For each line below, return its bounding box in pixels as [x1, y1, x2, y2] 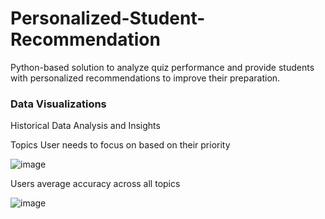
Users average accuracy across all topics [10, 178, 181, 190]
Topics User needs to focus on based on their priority [10, 139, 231, 151]
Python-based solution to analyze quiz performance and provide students [10, 61, 315, 73]
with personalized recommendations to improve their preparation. [10, 72, 281, 84]
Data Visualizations [10, 97, 107, 111]
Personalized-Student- [10, 7, 206, 30]
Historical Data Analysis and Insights [10, 120, 161, 132]
